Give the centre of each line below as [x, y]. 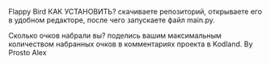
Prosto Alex [27, 52]
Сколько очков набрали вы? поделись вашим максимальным [115, 36]
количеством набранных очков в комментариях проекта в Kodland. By [131, 44]
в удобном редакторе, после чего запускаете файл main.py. [112, 20]
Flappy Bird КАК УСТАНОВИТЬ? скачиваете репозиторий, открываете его [135, 12]
